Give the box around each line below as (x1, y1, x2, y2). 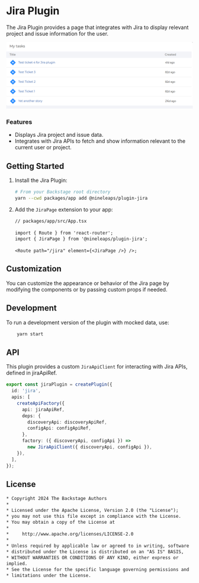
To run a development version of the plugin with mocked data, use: (6, 319, 170, 326)
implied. (6, 561, 28, 567)
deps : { (21, 413, 41, 419)
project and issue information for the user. (6, 30, 108, 37)
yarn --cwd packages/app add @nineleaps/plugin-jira (14, 196, 148, 201)
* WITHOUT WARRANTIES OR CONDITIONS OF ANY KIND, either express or (6, 555, 179, 561)
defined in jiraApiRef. (6, 369, 57, 377)
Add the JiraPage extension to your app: (14, 206, 114, 213)
